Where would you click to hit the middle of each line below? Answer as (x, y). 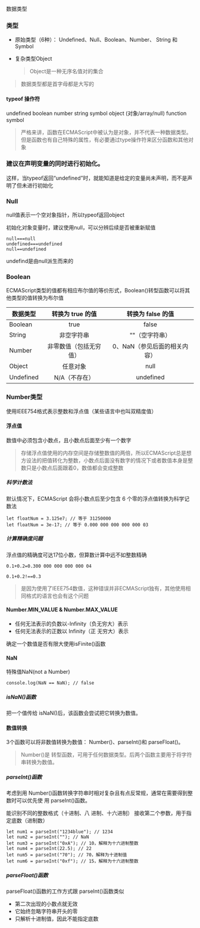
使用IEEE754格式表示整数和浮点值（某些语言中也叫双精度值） (82, 411)
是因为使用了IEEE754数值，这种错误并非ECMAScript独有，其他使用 (103, 588)
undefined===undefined (34, 244)
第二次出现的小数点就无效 (46, 904)
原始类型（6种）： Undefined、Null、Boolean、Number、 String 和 (96, 40)
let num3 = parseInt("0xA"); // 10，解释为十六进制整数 (72, 843)
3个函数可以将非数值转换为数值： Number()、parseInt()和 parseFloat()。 (95, 742)
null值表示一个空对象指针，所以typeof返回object (65, 215)
